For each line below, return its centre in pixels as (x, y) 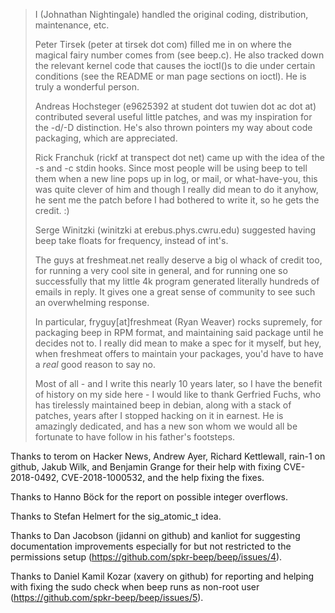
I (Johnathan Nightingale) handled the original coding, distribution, (171, 14)
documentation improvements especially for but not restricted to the (151, 546)
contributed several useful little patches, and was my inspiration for (173, 117)
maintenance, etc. (72, 25)
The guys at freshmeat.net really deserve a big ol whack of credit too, (178, 260)
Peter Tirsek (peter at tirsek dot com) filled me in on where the (163, 44)
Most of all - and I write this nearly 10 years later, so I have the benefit (178, 383)
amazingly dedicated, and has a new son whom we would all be (166, 426)
